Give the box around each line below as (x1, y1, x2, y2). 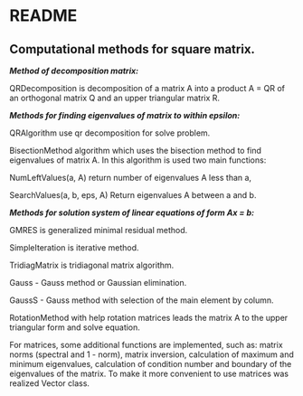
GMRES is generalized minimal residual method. (9, 225, 188, 235)
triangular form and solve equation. (9, 322, 140, 333)
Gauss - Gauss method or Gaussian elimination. (9, 278, 187, 288)
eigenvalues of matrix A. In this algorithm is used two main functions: (9, 155, 267, 165)
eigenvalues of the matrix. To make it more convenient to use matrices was (9, 368, 289, 379)
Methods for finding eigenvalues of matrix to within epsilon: (9, 110, 241, 120)
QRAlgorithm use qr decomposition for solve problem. (9, 127, 211, 138)
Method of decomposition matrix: (9, 65, 138, 76)
